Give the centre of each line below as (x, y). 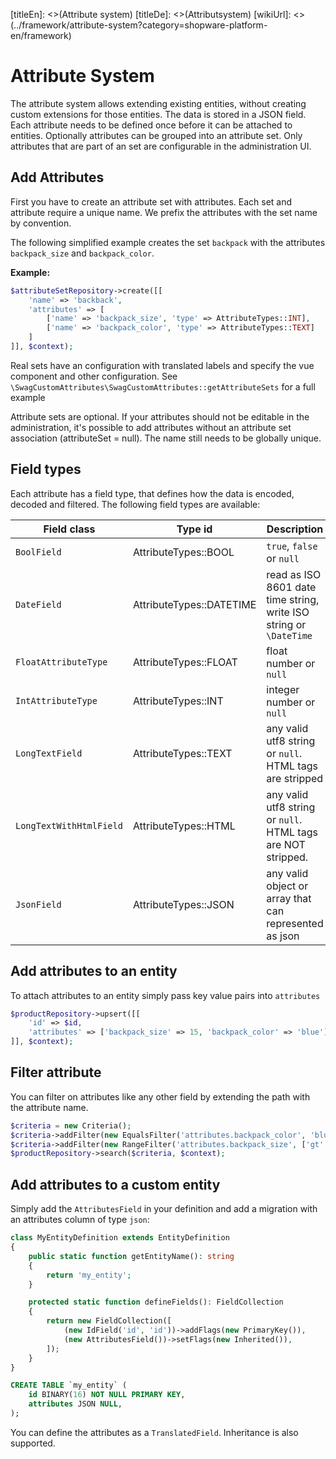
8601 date (291, 587)
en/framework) (41, 35)
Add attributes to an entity (94, 971)
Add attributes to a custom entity (115, 1184)
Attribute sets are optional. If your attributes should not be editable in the (160, 416)
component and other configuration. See (94, 376)
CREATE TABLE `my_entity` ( (69, 1385)
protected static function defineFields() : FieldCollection (156, 1302)
